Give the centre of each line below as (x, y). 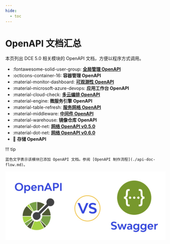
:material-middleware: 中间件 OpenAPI (53, 114)
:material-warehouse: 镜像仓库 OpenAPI (55, 120)
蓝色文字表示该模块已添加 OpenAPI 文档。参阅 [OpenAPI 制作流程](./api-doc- (80, 160)
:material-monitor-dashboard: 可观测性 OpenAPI (63, 82)
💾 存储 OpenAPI (30, 139)
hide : (11, 11)
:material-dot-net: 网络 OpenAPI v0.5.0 (54, 127)
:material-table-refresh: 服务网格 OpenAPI (57, 107)
